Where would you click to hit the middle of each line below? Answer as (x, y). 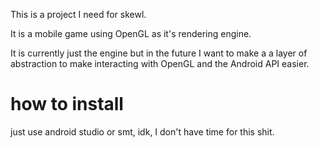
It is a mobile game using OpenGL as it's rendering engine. (131, 33)
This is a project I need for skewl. (78, 14)
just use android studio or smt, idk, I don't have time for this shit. (142, 131)
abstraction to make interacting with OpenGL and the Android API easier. (160, 63)
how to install (67, 104)
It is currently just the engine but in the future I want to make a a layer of (159, 53)
